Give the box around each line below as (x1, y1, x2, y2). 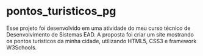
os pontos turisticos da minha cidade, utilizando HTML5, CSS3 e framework (6, 37, 197, 44)
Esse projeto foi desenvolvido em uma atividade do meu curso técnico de (6, 24, 191, 32)
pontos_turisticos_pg (6, 4, 116, 18)
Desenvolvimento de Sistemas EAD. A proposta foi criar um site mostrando (6, 30, 194, 38)
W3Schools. (6, 44, 37, 51)
